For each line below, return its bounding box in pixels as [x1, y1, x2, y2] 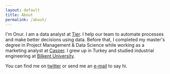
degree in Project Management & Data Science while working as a [5, 42, 145, 48]
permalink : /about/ [5, 17, 47, 22]
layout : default [5, 7, 40, 13]
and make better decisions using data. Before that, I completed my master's [5, 36, 165, 43]
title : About [5, 12, 33, 17]
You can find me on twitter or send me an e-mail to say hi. [5, 63, 128, 69]
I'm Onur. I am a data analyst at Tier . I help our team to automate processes [5, 31, 164, 38]
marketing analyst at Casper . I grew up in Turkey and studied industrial [5, 47, 155, 54]
